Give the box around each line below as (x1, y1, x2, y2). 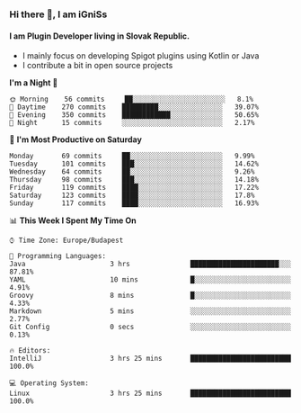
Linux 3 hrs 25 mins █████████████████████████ (9, 389, 292, 399)
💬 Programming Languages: (9, 252, 106, 261)
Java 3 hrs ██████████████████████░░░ (9, 260, 292, 269)
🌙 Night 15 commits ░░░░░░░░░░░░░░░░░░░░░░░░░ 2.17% (9, 119, 255, 128)
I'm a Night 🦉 (9, 77, 58, 88)
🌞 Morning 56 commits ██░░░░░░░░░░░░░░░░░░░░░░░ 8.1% (9, 94, 254, 104)
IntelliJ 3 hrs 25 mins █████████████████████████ (9, 355, 292, 364)
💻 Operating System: (9, 379, 90, 388)
